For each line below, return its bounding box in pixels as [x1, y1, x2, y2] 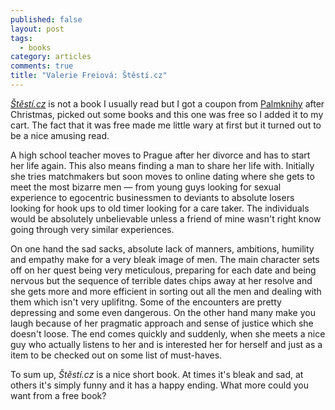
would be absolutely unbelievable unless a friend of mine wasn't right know [10, 212, 322, 225]
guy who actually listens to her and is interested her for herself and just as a [10, 338, 323, 350]
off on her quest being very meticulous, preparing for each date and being [10, 264, 317, 276]
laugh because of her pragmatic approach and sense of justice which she [10, 317, 314, 329]
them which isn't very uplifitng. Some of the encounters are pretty [10, 296, 282, 308]
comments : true [10, 61, 74, 71]
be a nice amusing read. [10, 129, 110, 141]
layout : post [10, 24, 65, 34]
